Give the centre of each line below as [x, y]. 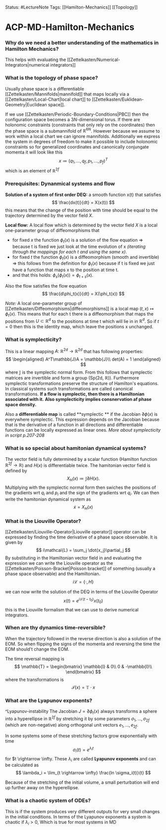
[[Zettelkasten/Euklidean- [118, 99]
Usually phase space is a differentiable [45, 88]
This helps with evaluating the [36, 60]
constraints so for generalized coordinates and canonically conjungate [77, 147]
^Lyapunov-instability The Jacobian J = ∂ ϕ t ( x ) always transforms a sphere [81, 712]
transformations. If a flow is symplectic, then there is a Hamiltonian [75, 394]
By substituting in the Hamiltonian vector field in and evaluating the [74, 558]
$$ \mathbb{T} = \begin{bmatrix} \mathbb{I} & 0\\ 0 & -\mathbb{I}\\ [83, 666]
